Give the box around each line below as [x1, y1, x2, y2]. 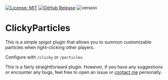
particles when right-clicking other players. [5, 44, 95, 50]
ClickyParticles [5, 23, 71, 34]
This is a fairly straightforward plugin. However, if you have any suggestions [5, 63, 163, 70]
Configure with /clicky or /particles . [5, 54, 84, 60]
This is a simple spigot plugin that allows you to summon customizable [5, 39, 152, 45]
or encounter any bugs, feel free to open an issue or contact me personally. [5, 69, 162, 75]
